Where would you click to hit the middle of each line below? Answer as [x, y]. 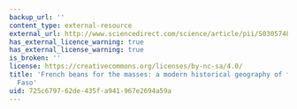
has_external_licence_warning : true [76, 42]
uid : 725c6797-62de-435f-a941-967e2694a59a [91, 91]
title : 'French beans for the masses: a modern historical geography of [146, 75]
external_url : [35, 33]
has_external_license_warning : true [76, 50]
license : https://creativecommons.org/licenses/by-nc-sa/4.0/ [126, 67]
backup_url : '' [37, 17]
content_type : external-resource [71, 25]
